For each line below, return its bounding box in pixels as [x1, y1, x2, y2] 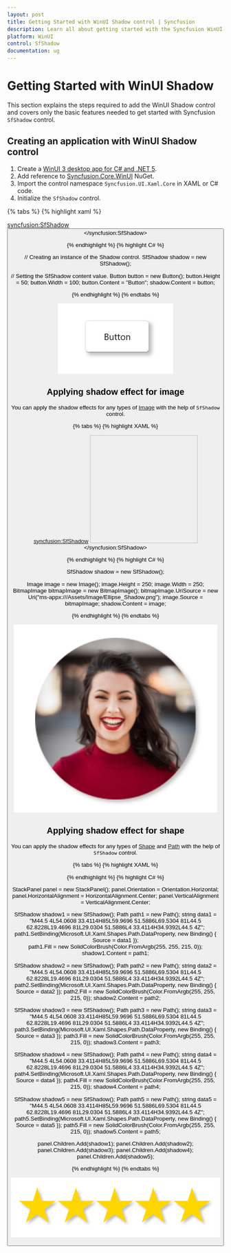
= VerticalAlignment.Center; [80, 899, 151, 906]
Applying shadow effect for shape [46, 825, 185, 836]
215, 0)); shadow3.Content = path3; [70, 1039, 161, 1046]
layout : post [7, 11, 45, 18]
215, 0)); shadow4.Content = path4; [70, 1083, 161, 1091]
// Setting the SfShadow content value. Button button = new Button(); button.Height [10, 272, 221, 279]
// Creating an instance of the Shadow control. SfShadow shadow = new [24, 254, 207, 261]
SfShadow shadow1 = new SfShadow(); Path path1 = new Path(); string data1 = [14, 911, 217, 919]
